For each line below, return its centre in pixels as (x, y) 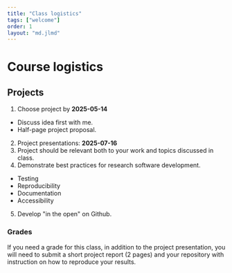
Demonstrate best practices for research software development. (109, 165)
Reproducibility (39, 186)
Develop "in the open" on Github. (64, 214)
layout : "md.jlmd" (34, 33)
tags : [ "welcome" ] (34, 20)
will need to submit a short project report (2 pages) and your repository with (116, 254)
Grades (20, 232)
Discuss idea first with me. (55, 122)
